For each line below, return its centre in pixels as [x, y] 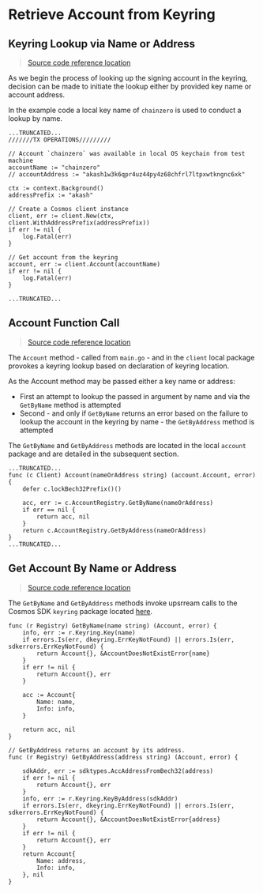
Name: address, [62, 861]
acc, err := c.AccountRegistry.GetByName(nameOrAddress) [118, 503]
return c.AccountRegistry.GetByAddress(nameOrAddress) [115, 530]
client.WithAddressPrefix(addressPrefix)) [79, 223]
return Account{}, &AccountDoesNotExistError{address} [129, 820]
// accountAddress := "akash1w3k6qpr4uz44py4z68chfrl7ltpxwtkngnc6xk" [127, 175]
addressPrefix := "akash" [51, 195]
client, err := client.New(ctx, [61, 216]
